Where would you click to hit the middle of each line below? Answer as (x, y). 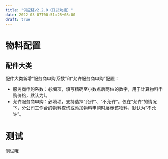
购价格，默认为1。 (31, 95)
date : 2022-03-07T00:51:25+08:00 (40, 15)
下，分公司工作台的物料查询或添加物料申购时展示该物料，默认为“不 (82, 108)
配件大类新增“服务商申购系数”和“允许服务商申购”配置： (62, 79)
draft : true (18, 19)
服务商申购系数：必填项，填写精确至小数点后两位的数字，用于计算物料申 (88, 89)
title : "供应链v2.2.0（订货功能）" (39, 10)
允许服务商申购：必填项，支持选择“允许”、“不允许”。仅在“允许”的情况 (85, 102)
